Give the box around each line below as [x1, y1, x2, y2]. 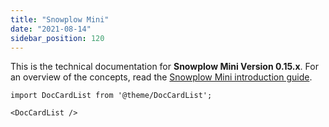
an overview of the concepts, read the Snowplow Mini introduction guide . [10, 71, 313, 83]
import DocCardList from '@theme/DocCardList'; [10, 91, 213, 101]
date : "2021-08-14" [10, 24, 92, 34]
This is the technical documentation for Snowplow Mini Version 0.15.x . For [10, 61, 319, 73]
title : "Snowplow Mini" [10, 14, 110, 25]
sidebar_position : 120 [10, 33, 105, 43]
